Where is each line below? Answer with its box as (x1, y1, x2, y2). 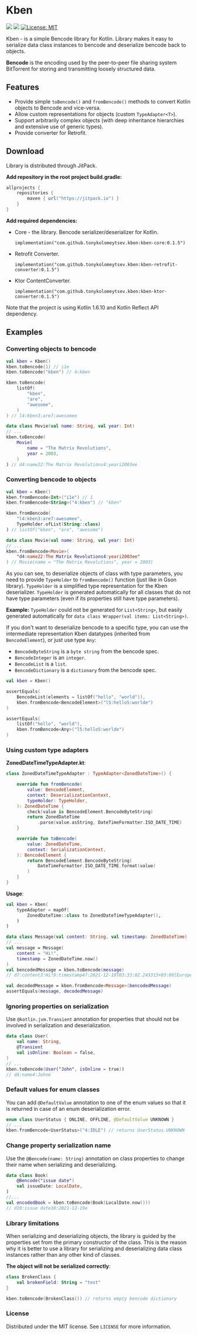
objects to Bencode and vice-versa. (14, 104, 101, 111)
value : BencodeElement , (27, 787, 85, 793)
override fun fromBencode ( (16, 781, 83, 787)
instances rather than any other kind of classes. (6, 1251, 121, 1259)
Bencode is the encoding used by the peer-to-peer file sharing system (6, 59, 177, 66)
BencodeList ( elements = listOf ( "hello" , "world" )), (16, 694, 145, 700)
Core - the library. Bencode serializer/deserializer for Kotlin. (14, 228, 159, 235)
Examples (6, 327, 43, 337)
